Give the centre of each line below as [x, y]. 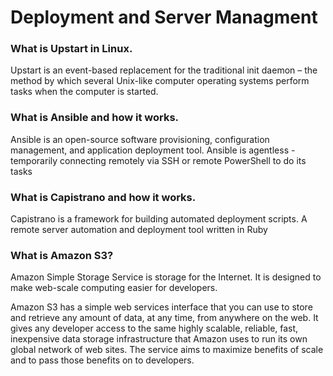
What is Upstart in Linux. [71, 49]
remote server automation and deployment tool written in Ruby [139, 230]
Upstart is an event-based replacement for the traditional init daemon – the [164, 70]
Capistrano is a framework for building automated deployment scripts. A [159, 219]
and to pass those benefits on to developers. [102, 360]
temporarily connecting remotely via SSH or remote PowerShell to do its [158, 160]
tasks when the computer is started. [84, 92]
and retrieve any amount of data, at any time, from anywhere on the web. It [164, 318]
